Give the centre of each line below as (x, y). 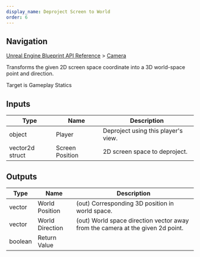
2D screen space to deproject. (145, 151)
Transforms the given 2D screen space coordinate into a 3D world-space (96, 67)
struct (17, 156)
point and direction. (30, 74)
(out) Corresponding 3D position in (125, 203)
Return (47, 237)
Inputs (18, 104)
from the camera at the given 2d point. (130, 228)
